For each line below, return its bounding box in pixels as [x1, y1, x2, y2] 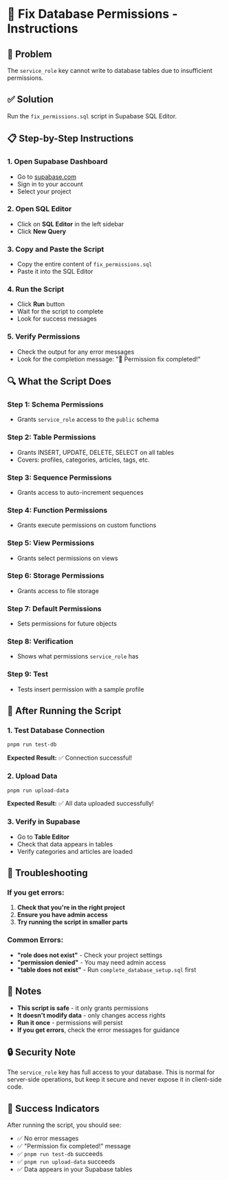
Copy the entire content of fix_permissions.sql [17, 260, 153, 268]
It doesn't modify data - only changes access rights [17, 1011, 166, 1019]
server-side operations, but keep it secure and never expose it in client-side [7, 1075, 222, 1084]
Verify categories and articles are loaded [17, 847, 133, 855]
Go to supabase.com [17, 172, 77, 181]
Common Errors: [7, 935, 64, 945]
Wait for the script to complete [17, 308, 104, 316]
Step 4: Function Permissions [7, 505, 108, 515]
